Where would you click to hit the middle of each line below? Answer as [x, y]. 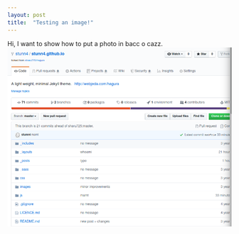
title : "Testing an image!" [51, 22]
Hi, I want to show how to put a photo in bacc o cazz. [85, 43]
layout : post [27, 15]
